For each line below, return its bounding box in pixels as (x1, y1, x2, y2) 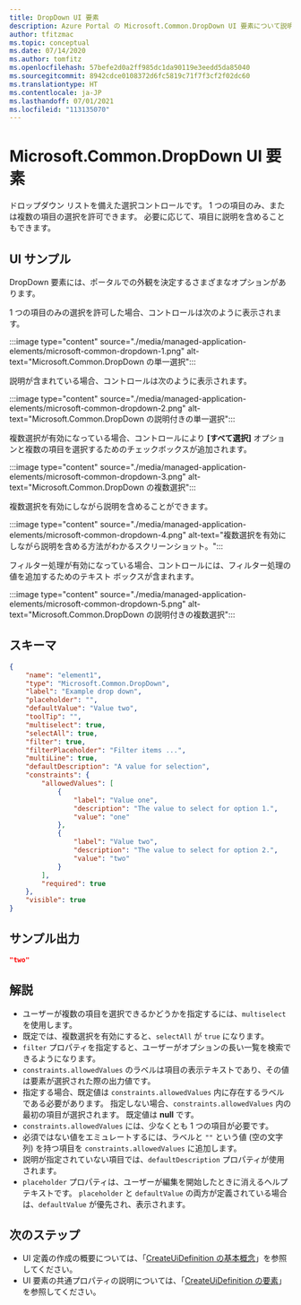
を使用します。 (21, 1019, 78, 1030)
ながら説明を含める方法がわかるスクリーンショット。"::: (16, 541, 224, 552)
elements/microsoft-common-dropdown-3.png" (9, 472, 186, 482)
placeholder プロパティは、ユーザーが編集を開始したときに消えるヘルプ (21, 1176, 288, 1187)
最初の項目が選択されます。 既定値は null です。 (21, 1109, 199, 1119)
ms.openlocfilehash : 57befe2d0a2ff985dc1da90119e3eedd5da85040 (9, 64, 251, 73)
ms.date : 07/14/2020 (9, 47, 87, 56)
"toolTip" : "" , (25, 712, 82, 722)
